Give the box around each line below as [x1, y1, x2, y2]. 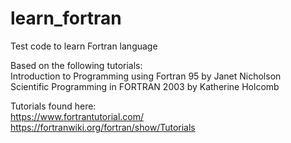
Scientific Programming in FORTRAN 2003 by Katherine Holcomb [10, 80, 280, 92]
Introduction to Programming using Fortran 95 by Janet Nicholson [10, 70, 282, 82]
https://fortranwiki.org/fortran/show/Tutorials [10, 121, 196, 133]
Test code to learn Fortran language [10, 40, 158, 52]
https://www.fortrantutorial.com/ [10, 110, 145, 122]
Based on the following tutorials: [10, 59, 143, 71]
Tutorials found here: [10, 100, 97, 112]
